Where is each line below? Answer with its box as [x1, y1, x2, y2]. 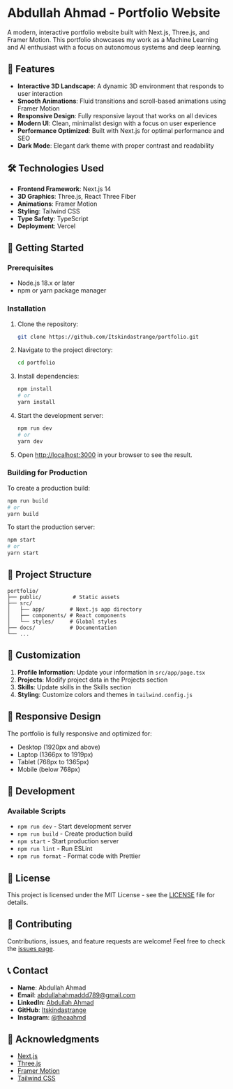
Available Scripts [7, 806, 66, 816]
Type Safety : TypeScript [17, 214, 89, 223]
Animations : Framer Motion [17, 199, 98, 208]
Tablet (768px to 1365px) [17, 757, 89, 766]
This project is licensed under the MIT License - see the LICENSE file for [7, 891, 215, 899]
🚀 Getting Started [7, 241, 84, 253]
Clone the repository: [17, 320, 79, 328]
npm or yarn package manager [17, 286, 107, 295]
